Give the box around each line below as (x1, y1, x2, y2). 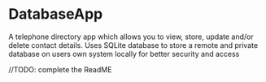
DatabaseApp (8, 5, 103, 24)
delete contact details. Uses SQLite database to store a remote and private (8, 40, 259, 50)
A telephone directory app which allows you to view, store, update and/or (8, 32, 254, 41)
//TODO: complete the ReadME (8, 64, 112, 74)
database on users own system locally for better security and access (8, 49, 240, 58)
